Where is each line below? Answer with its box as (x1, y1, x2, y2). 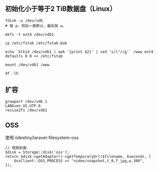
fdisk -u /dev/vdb (5, 18, 43, 23)
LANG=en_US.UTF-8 (5, 103, 41, 108)
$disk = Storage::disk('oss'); (5, 150, 70, 155)
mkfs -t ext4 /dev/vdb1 (5, 32, 54, 37)
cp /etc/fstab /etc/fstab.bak (5, 41, 68, 45)
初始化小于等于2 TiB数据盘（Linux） (5, 4, 117, 13)
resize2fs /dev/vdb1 (5, 108, 48, 113)
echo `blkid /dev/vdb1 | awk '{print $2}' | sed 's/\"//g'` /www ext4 (5, 49, 154, 54)
